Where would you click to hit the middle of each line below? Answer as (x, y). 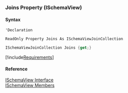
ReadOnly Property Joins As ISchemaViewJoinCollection (64, 39)
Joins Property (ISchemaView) (44, 8)
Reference (16, 69)
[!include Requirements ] (30, 57)
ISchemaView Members (30, 85)
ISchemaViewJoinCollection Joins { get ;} (49, 48)
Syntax (13, 20)
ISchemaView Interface (30, 80)
